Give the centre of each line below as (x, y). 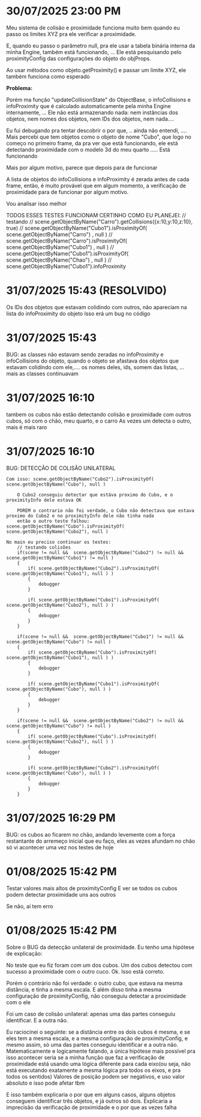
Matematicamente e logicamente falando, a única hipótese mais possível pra (101, 1051)
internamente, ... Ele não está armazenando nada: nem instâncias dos (92, 112)
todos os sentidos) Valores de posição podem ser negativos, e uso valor (95, 1076)
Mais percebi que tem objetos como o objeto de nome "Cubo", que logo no (99, 137)
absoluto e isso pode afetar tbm (46, 1083)
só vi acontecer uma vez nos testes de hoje (60, 847)
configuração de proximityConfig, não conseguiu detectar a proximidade (96, 996)
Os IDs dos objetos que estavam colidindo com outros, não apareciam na (97, 307)
